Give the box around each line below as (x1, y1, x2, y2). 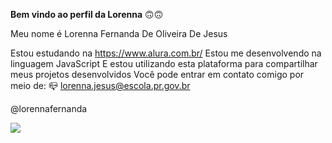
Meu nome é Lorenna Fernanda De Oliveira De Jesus (10, 28, 228, 39)
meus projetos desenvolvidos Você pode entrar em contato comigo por (10, 69, 305, 80)
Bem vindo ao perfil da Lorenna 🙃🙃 (10, 9, 164, 20)
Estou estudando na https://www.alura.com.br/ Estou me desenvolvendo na (10, 47, 322, 59)
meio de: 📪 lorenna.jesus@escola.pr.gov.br (10, 80, 191, 91)
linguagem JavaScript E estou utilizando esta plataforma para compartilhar (10, 58, 318, 69)
